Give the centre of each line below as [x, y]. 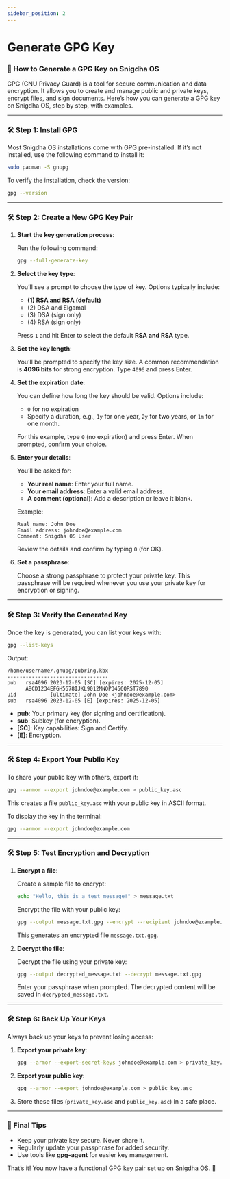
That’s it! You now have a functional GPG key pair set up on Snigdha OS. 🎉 [112, 1168]
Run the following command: [57, 248]
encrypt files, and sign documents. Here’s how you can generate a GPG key [114, 98]
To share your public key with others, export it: [73, 777]
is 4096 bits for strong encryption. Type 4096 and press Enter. [105, 369]
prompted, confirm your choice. [62, 444]
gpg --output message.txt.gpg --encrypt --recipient [94, 922]
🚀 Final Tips [27, 1126]
